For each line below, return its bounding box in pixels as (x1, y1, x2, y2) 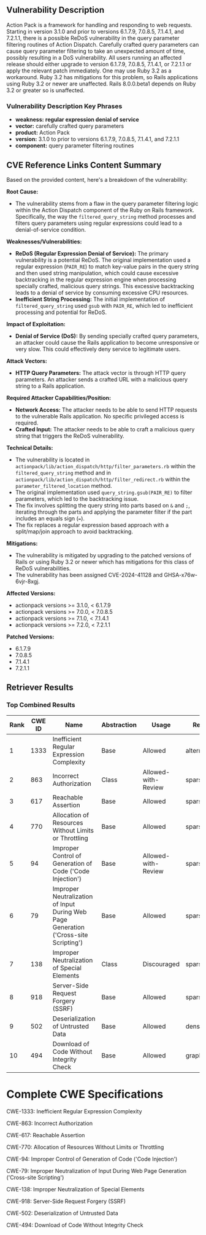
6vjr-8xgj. (15, 578, 40, 585)
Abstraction (101, 720, 137, 729)
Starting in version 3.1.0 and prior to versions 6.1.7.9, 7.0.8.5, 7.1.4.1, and (6, 28, 184, 35)
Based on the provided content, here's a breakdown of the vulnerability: (6, 176, 188, 183)
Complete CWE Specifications (6, 1087, 164, 1101)
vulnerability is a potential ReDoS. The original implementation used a (15, 256, 191, 264)
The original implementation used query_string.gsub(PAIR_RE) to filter (15, 488, 193, 496)
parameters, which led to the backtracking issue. (15, 495, 139, 503)
